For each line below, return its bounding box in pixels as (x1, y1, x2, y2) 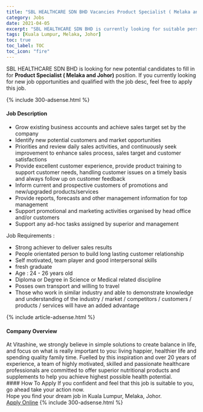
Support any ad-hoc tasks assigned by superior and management (14, 220, 179, 228)
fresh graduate (14, 263, 53, 270)
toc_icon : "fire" (6, 49, 50, 55)
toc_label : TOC (6, 43, 45, 49)
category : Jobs (6, 15, 45, 21)
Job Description (6, 110, 48, 117)
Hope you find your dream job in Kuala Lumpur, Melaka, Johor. (6, 393, 162, 400)
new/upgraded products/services (14, 187, 98, 195)
